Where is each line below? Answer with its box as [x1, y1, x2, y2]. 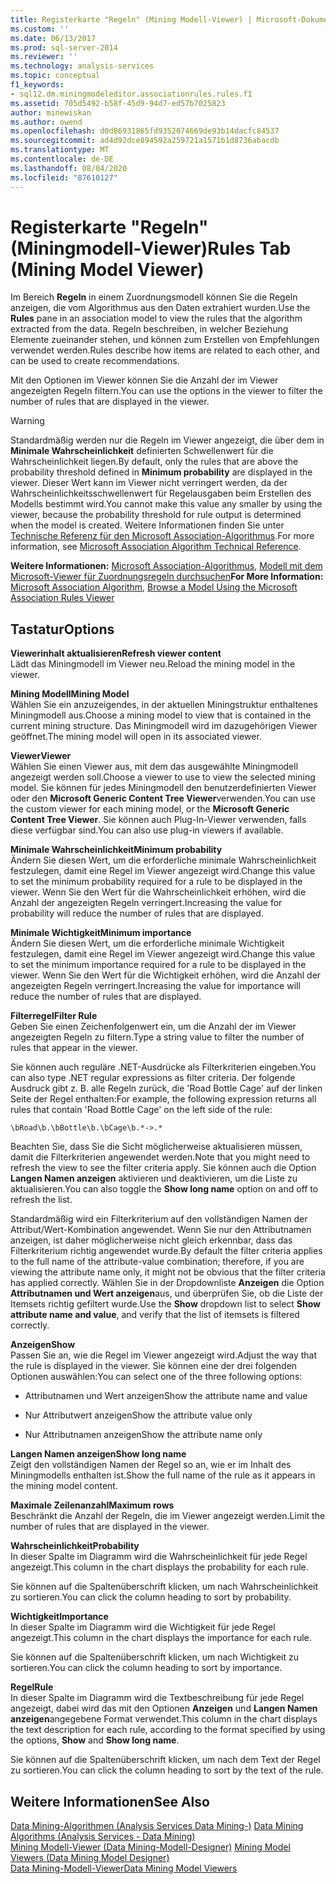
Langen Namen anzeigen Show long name [10, 1448, 187, 1460]
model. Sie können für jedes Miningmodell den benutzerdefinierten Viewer [10, 782, 317, 794]
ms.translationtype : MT [10, 145, 110, 155]
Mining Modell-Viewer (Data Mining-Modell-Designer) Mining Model [10, 1841, 291, 1853]
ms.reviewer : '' [10, 52, 78, 62]
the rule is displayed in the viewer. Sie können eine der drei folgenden [10, 1360, 298, 1372]
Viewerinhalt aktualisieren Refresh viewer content [10, 647, 222, 660]
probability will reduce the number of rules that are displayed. [10, 907, 264, 920]
